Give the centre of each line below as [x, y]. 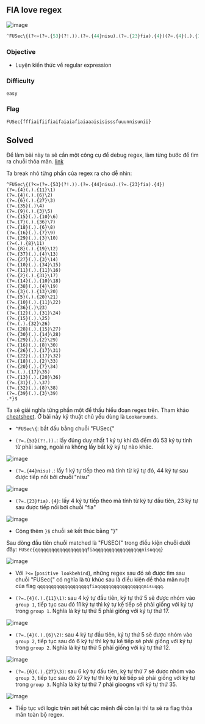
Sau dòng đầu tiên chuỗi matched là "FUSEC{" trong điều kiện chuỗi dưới [98, 543]
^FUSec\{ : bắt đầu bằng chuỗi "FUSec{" [65, 428]
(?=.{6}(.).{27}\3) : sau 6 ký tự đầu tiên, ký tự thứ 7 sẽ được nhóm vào [105, 671]
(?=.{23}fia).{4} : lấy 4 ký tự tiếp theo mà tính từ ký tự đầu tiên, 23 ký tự [106, 501]
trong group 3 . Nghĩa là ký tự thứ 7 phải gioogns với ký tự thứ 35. [96, 684]
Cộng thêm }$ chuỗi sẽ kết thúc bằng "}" [66, 531]
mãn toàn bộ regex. [40, 715]
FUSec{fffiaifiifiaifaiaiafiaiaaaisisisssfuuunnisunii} [79, 122]
